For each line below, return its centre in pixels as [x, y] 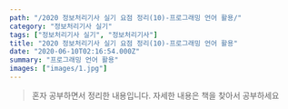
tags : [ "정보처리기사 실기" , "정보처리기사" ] [84, 35]
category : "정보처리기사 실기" [61, 26]
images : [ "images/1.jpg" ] [58, 69]
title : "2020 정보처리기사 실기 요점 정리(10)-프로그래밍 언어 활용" [124, 43]
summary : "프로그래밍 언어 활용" [64, 60]
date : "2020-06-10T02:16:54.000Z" [75, 52]
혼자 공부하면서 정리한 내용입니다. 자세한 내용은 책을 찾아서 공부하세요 [155, 95]
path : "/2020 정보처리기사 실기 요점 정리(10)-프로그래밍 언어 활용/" [126, 18]
